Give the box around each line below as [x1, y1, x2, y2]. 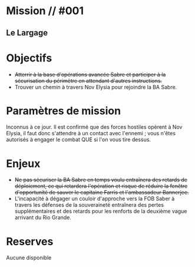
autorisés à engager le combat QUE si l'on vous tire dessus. [6, 136, 151, 143]
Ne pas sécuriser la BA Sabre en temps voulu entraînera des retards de [14, 176, 187, 184]
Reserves [6, 235, 54, 248]
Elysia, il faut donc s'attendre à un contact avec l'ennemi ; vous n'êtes [6, 130, 176, 137]
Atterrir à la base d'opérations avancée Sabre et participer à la [14, 71, 166, 78]
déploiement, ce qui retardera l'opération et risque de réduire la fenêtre [14, 183, 188, 190]
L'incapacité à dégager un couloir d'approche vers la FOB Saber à [14, 195, 175, 202]
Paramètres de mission [6, 104, 121, 118]
